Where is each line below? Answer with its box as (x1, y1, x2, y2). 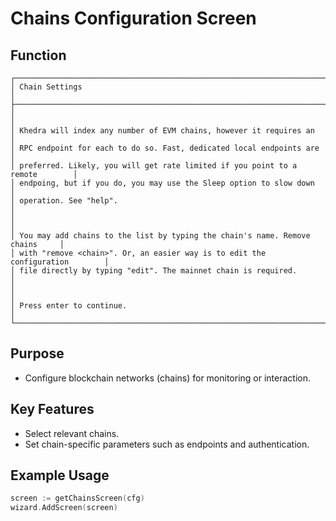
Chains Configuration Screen (10, 7, 257, 30)
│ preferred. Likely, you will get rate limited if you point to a (10, 161, 298, 171)
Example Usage (10, 467, 110, 484)
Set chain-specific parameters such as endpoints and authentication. (24, 438, 310, 450)
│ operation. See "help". (10, 196, 118, 206)
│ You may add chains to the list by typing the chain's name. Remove (10, 231, 311, 241)
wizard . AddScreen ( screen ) (10, 503, 118, 513)
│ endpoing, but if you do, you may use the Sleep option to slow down (10, 178, 315, 188)
